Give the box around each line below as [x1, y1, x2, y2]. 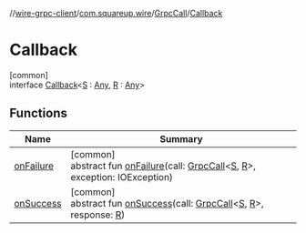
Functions [9, 106, 68, 121]
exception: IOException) [70, 170, 173, 183]
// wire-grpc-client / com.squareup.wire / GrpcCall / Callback [9, 8, 223, 18]
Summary [158, 132, 203, 145]
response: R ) [70, 208, 126, 221]
